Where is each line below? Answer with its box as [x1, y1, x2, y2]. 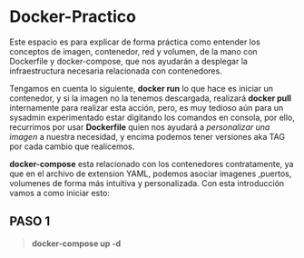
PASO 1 [9, 213, 51, 229]
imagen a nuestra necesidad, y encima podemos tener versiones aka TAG [9, 131, 286, 142]
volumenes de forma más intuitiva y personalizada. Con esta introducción [9, 177, 285, 188]
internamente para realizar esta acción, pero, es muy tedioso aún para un [9, 102, 284, 113]
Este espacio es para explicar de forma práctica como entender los [9, 36, 260, 47]
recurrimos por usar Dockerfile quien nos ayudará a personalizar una [9, 121, 270, 133]
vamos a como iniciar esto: [9, 187, 111, 198]
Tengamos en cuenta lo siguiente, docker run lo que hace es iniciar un [9, 83, 274, 94]
